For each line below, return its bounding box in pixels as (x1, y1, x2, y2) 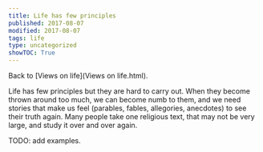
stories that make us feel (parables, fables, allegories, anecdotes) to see (8, 103, 247, 113)
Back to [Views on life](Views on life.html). (8, 71, 148, 80)
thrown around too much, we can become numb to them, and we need (8, 95, 241, 104)
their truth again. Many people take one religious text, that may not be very (8, 112, 255, 121)
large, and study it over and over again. (8, 121, 138, 130)
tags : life (8, 34, 45, 42)
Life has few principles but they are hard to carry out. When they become (8, 86, 251, 96)
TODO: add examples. (8, 136, 82, 145)
